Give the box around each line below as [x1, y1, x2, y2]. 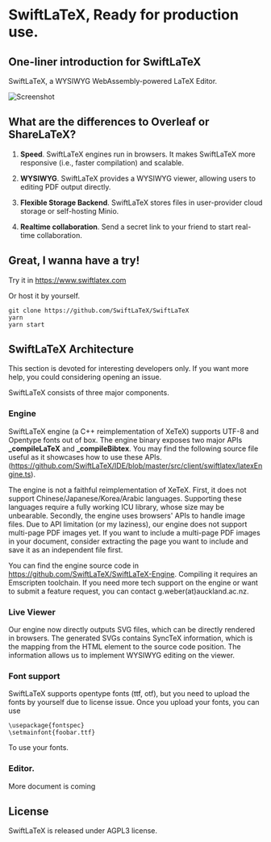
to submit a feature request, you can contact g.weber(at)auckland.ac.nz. [8, 586, 249, 596]
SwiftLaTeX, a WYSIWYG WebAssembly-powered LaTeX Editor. [8, 77, 218, 85]
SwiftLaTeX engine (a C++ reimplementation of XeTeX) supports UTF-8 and [8, 426, 260, 436]
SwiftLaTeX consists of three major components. [8, 388, 169, 398]
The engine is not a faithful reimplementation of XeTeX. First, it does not [8, 485, 247, 494]
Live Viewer [8, 606, 56, 618]
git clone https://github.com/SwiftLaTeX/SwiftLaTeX [8, 306, 190, 315]
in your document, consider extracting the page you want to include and [8, 536, 248, 546]
